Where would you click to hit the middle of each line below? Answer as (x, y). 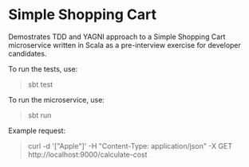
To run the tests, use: (43, 68)
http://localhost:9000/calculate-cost (87, 154)
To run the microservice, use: (57, 99)
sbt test (40, 84)
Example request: (37, 130)
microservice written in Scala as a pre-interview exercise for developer (125, 45)
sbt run (40, 115)
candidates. (28, 53)
